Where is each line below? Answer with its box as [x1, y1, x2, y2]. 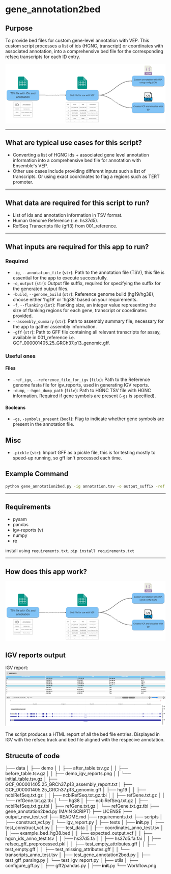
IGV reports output [5, 651, 66, 660]
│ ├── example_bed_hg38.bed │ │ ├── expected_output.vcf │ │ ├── [5, 830, 153, 836]
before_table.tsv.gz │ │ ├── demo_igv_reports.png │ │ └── [5, 770, 131, 777]
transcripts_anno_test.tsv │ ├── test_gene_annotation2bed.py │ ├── [5, 852, 151, 858]
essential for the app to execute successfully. [12, 274, 108, 281]
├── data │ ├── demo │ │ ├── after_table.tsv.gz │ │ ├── [5, 765, 128, 771]
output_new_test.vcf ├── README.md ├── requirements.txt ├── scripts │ [5, 814, 163, 820]
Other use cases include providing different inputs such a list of [12, 168, 146, 174]
